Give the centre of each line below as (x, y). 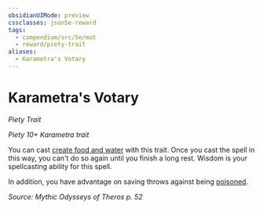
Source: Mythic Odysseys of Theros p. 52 (75, 196)
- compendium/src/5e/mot (56, 37)
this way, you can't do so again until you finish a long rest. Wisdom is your (128, 158)
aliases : (22, 52)
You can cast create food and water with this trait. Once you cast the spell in (131, 150)
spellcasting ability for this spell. (60, 166)
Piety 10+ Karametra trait (49, 135)
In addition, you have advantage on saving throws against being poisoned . (128, 182)
